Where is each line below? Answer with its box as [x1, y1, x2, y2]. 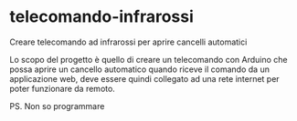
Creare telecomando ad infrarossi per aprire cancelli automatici [9, 36, 248, 47]
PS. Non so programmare [9, 100, 105, 111]
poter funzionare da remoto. [9, 83, 116, 94]
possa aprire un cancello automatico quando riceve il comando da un [9, 64, 270, 75]
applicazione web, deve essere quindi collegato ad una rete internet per [9, 73, 281, 84]
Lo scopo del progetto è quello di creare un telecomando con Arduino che [9, 54, 288, 65]
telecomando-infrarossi [9, 6, 195, 27]
